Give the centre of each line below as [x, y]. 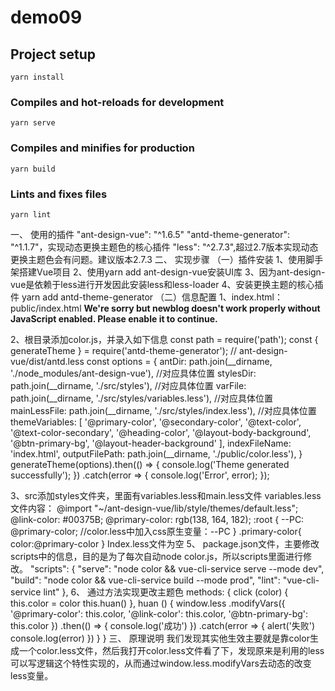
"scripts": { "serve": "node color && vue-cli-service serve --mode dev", [177, 568]
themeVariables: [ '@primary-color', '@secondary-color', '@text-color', [156, 422]
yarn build [33, 169]
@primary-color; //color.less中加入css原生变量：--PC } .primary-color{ [156, 531]
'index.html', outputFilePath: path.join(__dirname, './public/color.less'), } [156, 453]
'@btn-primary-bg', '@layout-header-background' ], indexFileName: [151, 443]
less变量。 [32, 675]
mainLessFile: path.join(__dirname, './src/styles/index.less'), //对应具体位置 [163, 410]
